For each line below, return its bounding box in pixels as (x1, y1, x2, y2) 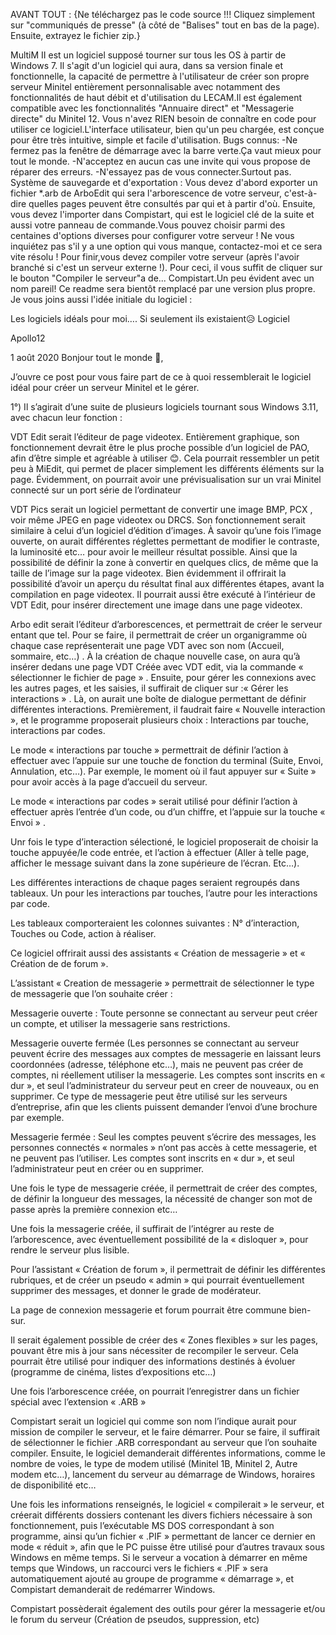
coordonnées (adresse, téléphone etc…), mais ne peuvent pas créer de (10, 1059, 304, 1070)
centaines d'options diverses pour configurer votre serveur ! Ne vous (10, 230, 295, 241)
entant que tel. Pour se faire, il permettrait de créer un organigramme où (10, 629, 308, 641)
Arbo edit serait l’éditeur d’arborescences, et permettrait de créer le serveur (10, 619, 323, 630)
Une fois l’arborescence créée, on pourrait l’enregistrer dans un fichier (10, 1385, 300, 1397)
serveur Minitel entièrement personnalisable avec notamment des (10, 81, 281, 93)
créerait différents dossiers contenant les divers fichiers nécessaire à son (10, 1509, 313, 1521)
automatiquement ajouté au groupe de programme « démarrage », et (10, 1573, 294, 1584)
